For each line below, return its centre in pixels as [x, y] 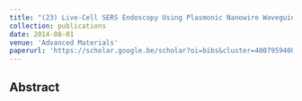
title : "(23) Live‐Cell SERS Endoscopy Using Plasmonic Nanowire [134, 17]
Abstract [35, 87]
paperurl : [28, 51]
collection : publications [58, 26]
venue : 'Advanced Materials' [64, 42]
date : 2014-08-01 [42, 34]
